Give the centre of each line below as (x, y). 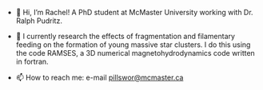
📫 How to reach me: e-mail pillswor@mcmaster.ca (100, 77)
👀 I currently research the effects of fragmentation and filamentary (126, 36)
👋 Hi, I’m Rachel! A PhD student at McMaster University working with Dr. (134, 12)
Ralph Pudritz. (39, 21)
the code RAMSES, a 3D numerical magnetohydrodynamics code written (135, 53)
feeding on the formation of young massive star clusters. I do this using (133, 45)
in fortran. (32, 61)
